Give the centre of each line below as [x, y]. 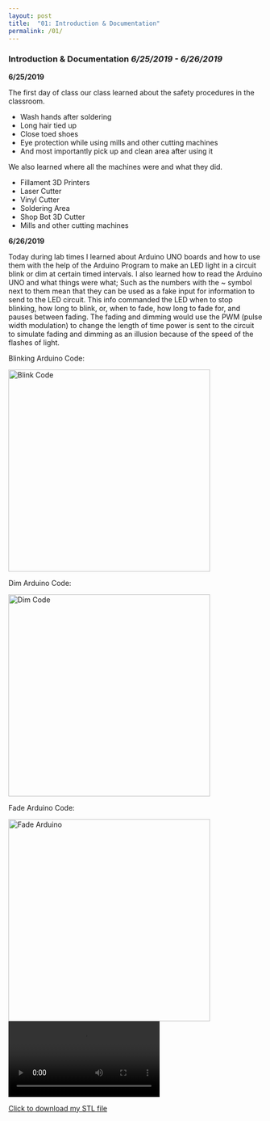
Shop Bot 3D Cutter [52, 217]
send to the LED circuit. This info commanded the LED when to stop [121, 299]
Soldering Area [45, 208]
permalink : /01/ [35, 31]
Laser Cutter [41, 191]
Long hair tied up [48, 125]
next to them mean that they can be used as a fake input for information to [132, 291]
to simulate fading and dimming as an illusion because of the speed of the [131, 334]
